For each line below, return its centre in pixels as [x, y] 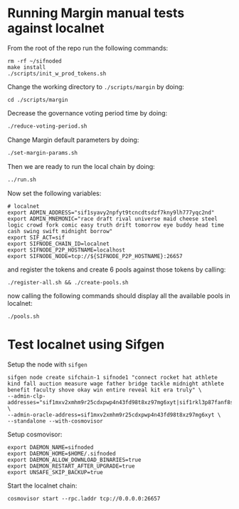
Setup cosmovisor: [35, 434]
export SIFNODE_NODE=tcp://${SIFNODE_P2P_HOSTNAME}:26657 [95, 256]
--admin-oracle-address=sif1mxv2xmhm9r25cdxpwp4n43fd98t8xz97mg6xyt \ [114, 415]
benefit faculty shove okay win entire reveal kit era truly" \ [105, 390]
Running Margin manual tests [96, 13]
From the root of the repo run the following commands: [88, 48]
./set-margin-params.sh [43, 153]
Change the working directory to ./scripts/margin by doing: [96, 86]
